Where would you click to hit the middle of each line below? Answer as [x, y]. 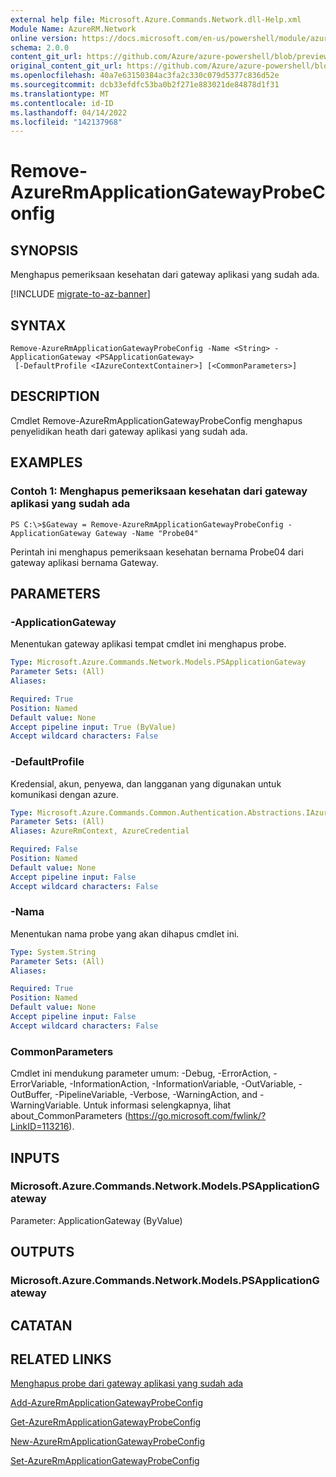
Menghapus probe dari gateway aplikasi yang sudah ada [127, 1383]
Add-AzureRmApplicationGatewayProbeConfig [106, 1403]
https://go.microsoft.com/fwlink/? [197, 1116]
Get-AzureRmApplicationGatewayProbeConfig [106, 1422]
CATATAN [41, 1325]
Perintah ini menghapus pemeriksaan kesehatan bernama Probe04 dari [157, 552]
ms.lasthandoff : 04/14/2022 [69, 112]
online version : [44, 38]
